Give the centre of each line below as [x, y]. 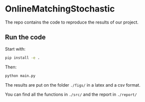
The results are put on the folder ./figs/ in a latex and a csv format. [73, 85]
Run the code [25, 37]
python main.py [20, 76]
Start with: [15, 49]
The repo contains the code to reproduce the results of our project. [72, 22]
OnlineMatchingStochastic [60, 9]
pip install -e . [22, 58]
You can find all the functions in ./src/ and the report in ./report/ [71, 94]
